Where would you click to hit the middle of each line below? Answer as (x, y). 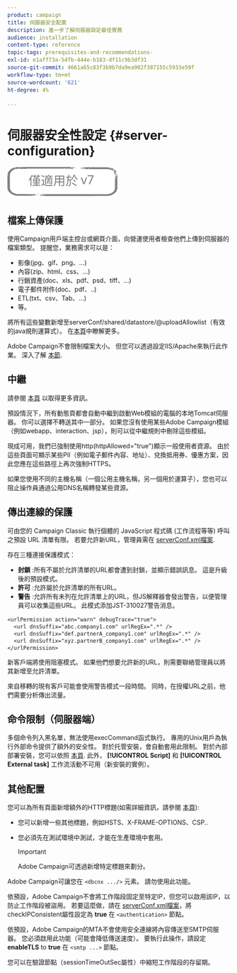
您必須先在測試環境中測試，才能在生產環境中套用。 (92, 837)
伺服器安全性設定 (57, 136)
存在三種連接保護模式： (41, 555)
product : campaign (34, 15)
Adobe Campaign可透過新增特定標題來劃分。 (83, 866)
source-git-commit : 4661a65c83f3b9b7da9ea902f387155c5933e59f (101, 67)
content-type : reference (44, 45)
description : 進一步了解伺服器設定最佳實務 (65, 30)
